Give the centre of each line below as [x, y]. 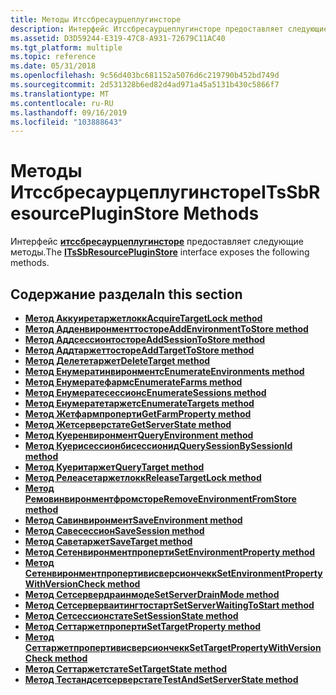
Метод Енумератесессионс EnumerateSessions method [145, 392]
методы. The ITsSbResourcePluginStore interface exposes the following [160, 252]
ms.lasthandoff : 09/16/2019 [69, 112]
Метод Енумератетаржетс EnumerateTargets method [139, 403]
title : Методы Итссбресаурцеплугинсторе [96, 19]
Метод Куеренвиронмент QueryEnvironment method [139, 435]
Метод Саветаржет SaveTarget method [108, 541]
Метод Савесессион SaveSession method [114, 530]
